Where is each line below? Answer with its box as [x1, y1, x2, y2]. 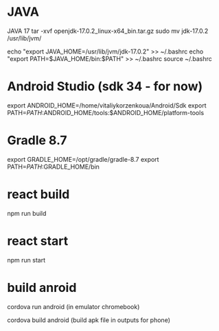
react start [7, 233, 69, 249]
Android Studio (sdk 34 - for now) [7, 79, 203, 95]
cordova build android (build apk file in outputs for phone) [7, 316, 170, 324]
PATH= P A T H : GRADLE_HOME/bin [7, 162, 100, 171]
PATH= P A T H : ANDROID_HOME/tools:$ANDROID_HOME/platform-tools [7, 108, 205, 117]
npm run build [7, 209, 47, 217]
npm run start [7, 256, 46, 264]
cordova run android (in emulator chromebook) [7, 302, 140, 310]
